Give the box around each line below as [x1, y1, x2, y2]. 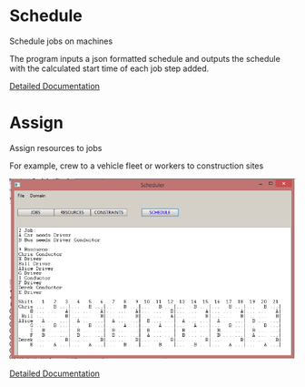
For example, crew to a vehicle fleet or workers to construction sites [9, 160, 264, 171]
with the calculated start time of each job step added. [9, 63, 210, 74]
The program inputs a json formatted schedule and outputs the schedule [9, 53, 281, 64]
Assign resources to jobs [9, 142, 103, 153]
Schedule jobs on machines [9, 36, 113, 46]
